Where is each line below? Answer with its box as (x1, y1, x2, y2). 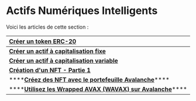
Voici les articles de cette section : (6, 23, 89, 30)
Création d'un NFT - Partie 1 (9, 66, 91, 74)
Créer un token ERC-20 (9, 37, 77, 45)
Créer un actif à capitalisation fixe (9, 47, 106, 55)
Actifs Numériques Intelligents (6, 4, 158, 18)
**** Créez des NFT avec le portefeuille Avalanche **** (9, 75, 170, 83)
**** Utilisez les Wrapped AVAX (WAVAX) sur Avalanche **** (9, 85, 187, 93)
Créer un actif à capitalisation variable (9, 57, 118, 65)
